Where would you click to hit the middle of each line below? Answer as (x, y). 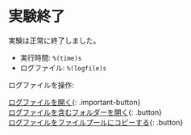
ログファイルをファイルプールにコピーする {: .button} (96, 122)
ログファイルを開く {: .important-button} (75, 102)
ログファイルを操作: (42, 85)
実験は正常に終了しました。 (54, 40)
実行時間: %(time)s (51, 57)
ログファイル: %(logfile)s (63, 67)
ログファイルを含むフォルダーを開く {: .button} (85, 112)
